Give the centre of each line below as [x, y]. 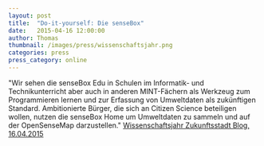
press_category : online [48, 61]
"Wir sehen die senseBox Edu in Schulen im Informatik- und [106, 83]
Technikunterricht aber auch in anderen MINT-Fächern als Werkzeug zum [130, 91]
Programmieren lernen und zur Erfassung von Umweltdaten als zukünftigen [132, 100]
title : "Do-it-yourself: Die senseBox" [77, 23]
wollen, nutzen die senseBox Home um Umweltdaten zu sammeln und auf [129, 116]
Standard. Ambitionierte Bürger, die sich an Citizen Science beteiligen [122, 108]
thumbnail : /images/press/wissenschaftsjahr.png [91, 45]
